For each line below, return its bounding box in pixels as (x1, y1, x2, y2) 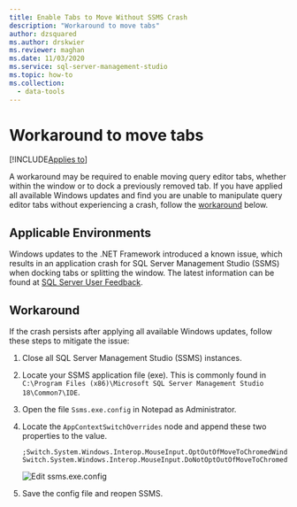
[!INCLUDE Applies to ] (9, 154, 88, 165)
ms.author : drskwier (9, 37, 86, 47)
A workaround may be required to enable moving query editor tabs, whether (9, 172, 286, 182)
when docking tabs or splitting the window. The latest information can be (9, 267, 275, 279)
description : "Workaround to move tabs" (9, 21, 161, 30)
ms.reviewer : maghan (9, 46, 86, 55)
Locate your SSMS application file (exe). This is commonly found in (21, 370, 267, 380)
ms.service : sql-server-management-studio (9, 63, 168, 72)
